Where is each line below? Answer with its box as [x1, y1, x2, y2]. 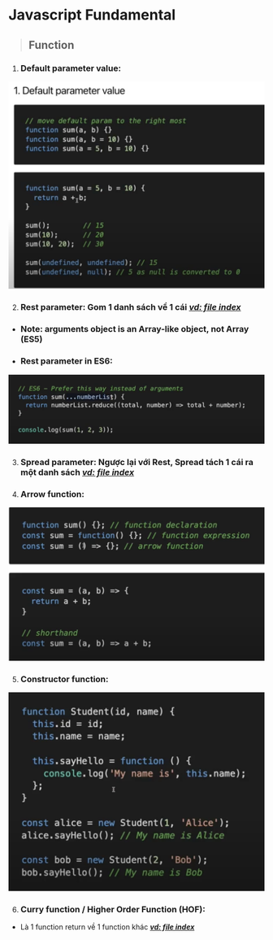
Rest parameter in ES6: [19, 355, 114, 367]
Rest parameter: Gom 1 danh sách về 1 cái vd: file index [19, 302, 241, 313]
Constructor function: [19, 673, 109, 685]
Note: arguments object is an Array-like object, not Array [19, 324, 249, 335]
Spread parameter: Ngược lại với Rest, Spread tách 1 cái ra [19, 456, 253, 468]
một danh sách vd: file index [19, 466, 135, 477]
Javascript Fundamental [8, 6, 176, 24]
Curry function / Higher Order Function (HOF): [19, 903, 206, 915]
